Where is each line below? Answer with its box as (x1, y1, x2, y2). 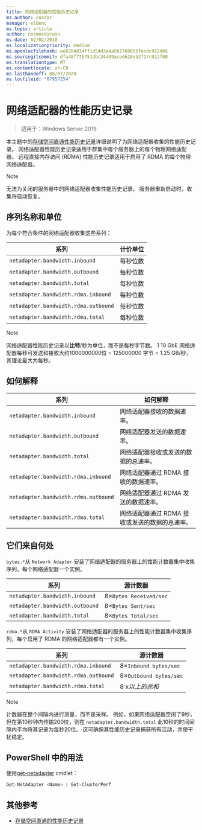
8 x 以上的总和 (120, 682, 159, 691)
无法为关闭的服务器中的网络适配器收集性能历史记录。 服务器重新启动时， (6, 185, 187, 193)
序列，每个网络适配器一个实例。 (6, 565, 85, 572)
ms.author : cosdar (6, 14, 52, 21)
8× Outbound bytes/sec (120, 671, 183, 680)
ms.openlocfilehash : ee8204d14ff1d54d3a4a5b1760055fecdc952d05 (6, 48, 168, 54)
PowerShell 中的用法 (6, 752, 84, 762)
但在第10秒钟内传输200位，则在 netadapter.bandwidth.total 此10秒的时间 (6, 718, 190, 725)
